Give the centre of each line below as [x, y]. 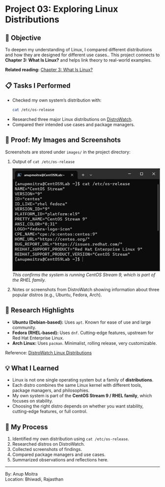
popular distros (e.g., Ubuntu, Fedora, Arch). [57, 295]
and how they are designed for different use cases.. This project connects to [82, 55]
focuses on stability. [32, 401]
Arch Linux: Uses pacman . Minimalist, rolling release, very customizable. [84, 343]
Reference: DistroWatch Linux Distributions [48, 353]
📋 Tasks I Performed [38, 86]
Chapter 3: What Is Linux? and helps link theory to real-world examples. [79, 60]
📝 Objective [23, 38]
